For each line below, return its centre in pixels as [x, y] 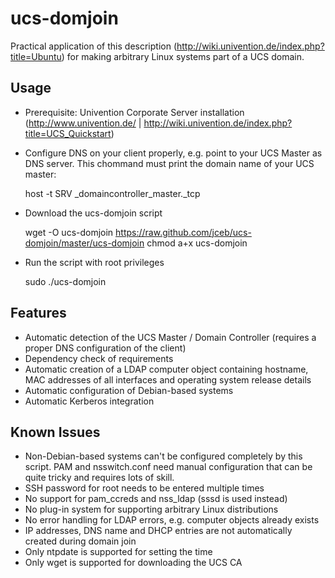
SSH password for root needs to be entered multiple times [144, 488]
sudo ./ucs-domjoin [65, 281]
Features [38, 313]
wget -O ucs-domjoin [69, 232]
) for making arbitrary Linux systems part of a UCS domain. [183, 56]
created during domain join [80, 541]
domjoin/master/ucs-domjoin [84, 243]
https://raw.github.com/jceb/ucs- [183, 232]
